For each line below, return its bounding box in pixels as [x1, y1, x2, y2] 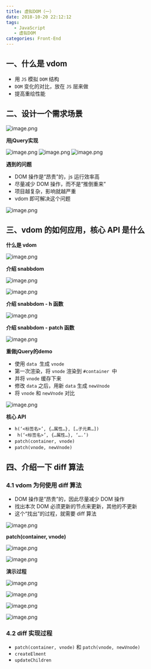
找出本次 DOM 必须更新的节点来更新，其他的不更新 [14, 503, 138, 510]
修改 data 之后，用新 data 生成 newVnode [14, 382, 110, 389]
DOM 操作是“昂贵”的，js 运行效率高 [14, 173, 100, 180]
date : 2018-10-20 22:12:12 [6, 14, 72, 20]
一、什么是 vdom [6, 59, 68, 69]
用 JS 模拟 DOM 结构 [14, 75, 59, 82]
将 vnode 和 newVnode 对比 [14, 389, 75, 396]
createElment [14, 651, 47, 657]
